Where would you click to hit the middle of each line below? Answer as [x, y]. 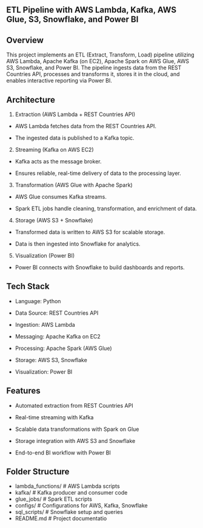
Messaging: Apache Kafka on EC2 [58, 336]
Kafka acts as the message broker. [58, 162]
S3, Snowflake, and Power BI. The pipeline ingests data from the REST [94, 68]
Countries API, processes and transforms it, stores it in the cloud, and [93, 74]
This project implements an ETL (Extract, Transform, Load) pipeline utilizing [101, 55]
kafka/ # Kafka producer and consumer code [71, 493]
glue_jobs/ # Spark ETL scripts [54, 499]
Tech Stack [28, 286]
